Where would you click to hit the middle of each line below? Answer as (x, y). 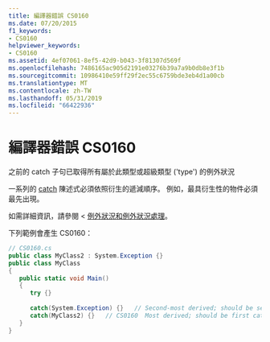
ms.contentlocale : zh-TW (50, 91)
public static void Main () (64, 278)
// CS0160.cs (30, 249)
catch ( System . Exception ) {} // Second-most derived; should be (141, 308)
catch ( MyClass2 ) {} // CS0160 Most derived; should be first (139, 315)
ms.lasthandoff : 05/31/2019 (55, 98)
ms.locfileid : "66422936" (51, 105)
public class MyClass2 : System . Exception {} (86, 255)
